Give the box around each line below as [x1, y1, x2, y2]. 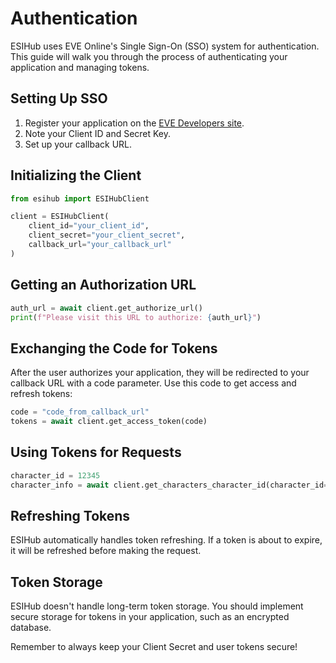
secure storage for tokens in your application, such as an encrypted [10, 611, 290, 623]
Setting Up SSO [10, 90, 108, 107]
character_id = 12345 [10, 470, 101, 481]
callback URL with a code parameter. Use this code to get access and [10, 377, 297, 389]
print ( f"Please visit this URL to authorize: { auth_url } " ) [10, 312, 262, 322]
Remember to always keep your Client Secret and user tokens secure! [10, 641, 298, 653]
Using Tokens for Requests [10, 444, 182, 461]
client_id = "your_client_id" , [28, 221, 150, 231]
